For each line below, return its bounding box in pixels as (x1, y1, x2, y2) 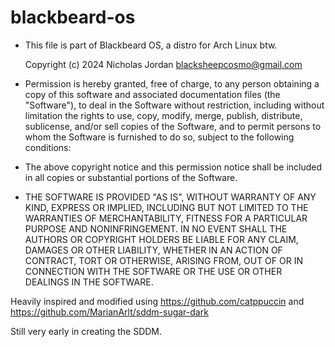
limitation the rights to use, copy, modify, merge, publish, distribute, (24, 109, 303, 121)
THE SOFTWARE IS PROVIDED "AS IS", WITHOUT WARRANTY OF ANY (24, 191, 317, 203)
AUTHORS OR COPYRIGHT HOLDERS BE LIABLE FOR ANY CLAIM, (24, 233, 299, 245)
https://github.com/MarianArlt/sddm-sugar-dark (10, 306, 209, 318)
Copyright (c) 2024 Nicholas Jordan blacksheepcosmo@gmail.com (24, 58, 303, 70)
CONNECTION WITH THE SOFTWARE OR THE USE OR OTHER (24, 265, 283, 277)
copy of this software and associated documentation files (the (24, 88, 281, 100)
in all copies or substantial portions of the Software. (24, 171, 238, 183)
